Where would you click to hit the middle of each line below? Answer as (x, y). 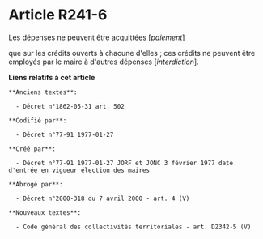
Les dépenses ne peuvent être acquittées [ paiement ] (97, 37)
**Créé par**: (32, 149)
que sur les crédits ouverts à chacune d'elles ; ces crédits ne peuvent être (132, 53)
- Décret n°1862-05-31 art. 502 (70, 106)
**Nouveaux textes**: (45, 212)
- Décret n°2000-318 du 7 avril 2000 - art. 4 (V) (103, 198)
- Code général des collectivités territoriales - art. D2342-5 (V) (134, 227)
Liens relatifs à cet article (52, 77)
